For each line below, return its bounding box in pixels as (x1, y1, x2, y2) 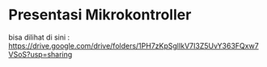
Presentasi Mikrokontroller (8, 6, 192, 24)
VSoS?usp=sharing (8, 49, 73, 59)
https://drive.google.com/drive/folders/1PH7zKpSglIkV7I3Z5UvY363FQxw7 (8, 40, 259, 50)
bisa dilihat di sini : (8, 32, 70, 42)
